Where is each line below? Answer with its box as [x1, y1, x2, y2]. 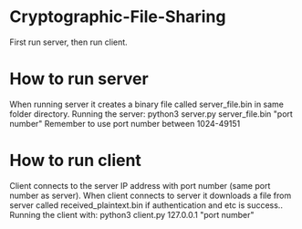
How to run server [9, 68, 149, 89]
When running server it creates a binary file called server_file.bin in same [9, 99, 285, 109]
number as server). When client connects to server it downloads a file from [9, 190, 292, 201]
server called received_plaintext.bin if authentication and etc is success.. [9, 199, 283, 211]
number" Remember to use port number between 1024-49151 [9, 118, 241, 129]
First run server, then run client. [9, 36, 128, 47]
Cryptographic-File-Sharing [9, 6, 226, 27]
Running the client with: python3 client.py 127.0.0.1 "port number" [9, 209, 255, 220]
